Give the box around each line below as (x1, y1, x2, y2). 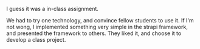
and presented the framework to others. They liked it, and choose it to (6, 30, 182, 37)
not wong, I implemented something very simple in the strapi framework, (6, 24, 188, 30)
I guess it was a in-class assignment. (6, 5, 99, 12)
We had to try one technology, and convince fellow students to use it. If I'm (6, 17, 194, 24)
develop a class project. (6, 36, 66, 43)
